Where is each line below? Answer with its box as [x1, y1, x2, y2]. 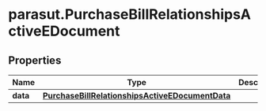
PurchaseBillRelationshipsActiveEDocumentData [42, 91, 231, 101]
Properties [8, 54, 62, 67]
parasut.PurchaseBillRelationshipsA [8, 6, 252, 24]
